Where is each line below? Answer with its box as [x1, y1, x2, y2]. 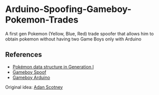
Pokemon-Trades [5, 14, 79, 25]
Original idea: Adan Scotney [5, 84, 63, 90]
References [5, 50, 42, 59]
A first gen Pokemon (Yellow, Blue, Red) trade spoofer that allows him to [5, 30, 154, 36]
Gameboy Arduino [12, 74, 50, 80]
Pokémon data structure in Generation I [12, 63, 94, 69]
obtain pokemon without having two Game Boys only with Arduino [5, 36, 141, 42]
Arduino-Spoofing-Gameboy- [5, 3, 132, 15]
